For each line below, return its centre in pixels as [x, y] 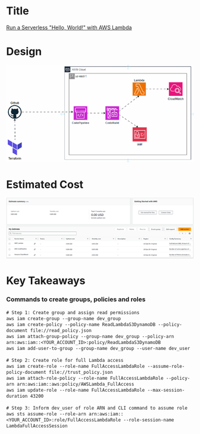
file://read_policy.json [61, 330]
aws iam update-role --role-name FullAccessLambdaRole [76, 390]
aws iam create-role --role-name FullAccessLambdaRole [76, 366]
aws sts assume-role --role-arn [46, 414]
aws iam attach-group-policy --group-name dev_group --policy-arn [90, 336]
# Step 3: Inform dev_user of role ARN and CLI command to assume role [97, 408]
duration [17, 396]
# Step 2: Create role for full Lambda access [65, 360]
